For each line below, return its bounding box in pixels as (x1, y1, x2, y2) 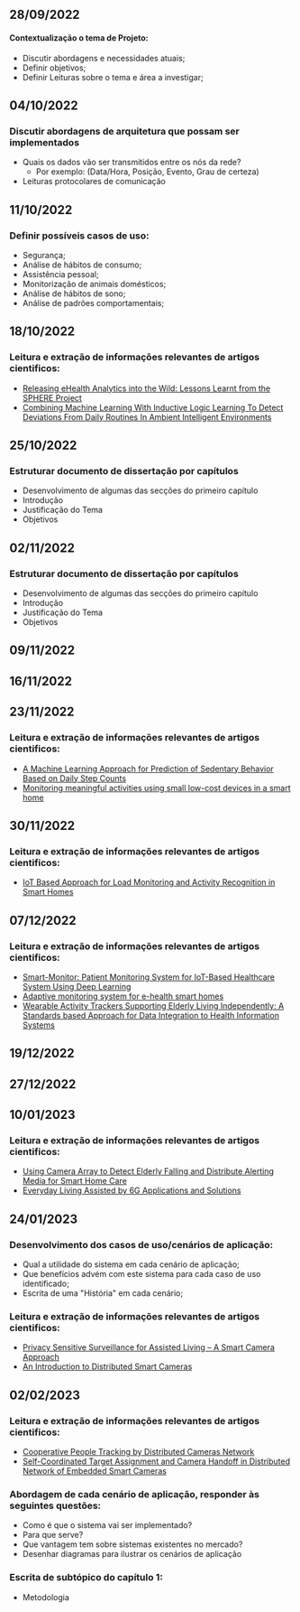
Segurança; (22, 249, 66, 260)
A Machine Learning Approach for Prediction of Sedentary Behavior (22, 763, 275, 774)
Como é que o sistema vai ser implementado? (22, 1520, 193, 1531)
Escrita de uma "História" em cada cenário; (22, 1288, 183, 1299)
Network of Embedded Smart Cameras (22, 1466, 167, 1477)
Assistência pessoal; (22, 268, 99, 279)
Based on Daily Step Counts (22, 772, 127, 784)
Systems (22, 1020, 56, 1030)
